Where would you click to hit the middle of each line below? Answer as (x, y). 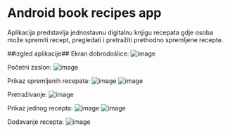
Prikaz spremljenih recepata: (49, 81)
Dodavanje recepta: (36, 122)
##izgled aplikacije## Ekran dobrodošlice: (68, 53)
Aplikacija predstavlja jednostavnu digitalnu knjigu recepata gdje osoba (110, 32)
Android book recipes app (84, 13)
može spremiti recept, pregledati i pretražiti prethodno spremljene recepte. (115, 39)
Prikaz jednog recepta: (40, 108)
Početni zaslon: (30, 67)
